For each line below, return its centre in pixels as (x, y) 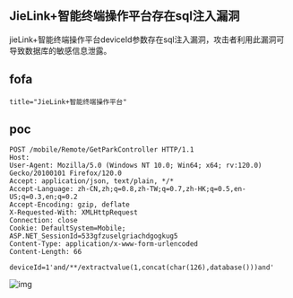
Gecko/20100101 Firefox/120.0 (66, 173)
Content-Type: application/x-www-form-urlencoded (104, 244)
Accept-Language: (42, 189)
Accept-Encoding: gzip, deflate (69, 205)
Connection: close (43, 221)
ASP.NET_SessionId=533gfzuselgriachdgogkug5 (94, 236)
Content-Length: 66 (46, 252)
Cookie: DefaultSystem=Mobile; (68, 228)
